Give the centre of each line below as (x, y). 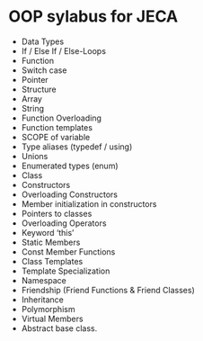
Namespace (44, 280)
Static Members (51, 242)
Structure (39, 89)
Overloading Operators (64, 223)
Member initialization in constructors (89, 203)
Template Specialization (66, 271)
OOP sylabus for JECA (93, 17)
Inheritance (43, 300)
